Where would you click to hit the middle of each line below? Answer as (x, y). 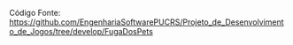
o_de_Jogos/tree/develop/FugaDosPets (81, 31)
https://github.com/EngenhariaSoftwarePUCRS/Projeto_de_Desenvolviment (147, 22)
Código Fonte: (35, 13)
